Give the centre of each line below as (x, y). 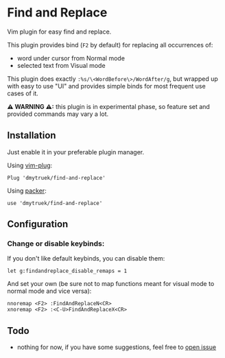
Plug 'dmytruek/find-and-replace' (57, 178)
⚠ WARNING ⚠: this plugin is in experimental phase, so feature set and (109, 106)
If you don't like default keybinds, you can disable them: (86, 259)
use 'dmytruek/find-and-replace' (55, 203)
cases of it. (23, 93)
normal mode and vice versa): (49, 291)
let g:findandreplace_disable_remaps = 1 (67, 271)
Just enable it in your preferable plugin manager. (76, 152)
